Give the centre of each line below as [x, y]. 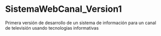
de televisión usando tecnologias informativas [52, 28]
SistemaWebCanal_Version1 [64, 9]
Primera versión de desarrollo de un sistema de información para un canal [81, 23]
